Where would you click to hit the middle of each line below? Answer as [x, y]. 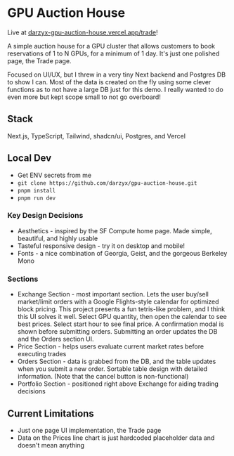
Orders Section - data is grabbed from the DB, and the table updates [117, 361]
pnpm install [37, 190]
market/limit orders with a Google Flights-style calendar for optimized [118, 302]
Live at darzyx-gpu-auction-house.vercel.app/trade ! [83, 32]
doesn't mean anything [51, 445]
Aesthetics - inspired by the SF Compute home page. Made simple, [115, 230]
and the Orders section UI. [56, 339]
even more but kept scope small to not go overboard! [84, 97]
